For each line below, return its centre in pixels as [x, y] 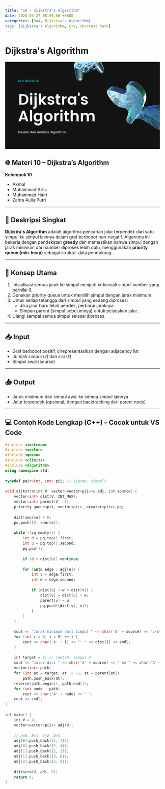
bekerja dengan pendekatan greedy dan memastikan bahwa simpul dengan [82, 242]
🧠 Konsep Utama [31, 273]
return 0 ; [24, 777]
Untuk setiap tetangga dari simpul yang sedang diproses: [70, 300]
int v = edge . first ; [52, 575]
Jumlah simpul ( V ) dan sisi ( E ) [42, 356]
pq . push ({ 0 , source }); [37, 523]
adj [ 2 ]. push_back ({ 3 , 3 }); [41, 761]
